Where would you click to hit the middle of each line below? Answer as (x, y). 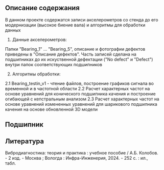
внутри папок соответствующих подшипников (54, 64)
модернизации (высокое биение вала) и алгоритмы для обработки (75, 25)
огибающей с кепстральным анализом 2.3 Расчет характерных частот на (82, 99)
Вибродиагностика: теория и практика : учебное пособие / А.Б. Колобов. (82, 153)
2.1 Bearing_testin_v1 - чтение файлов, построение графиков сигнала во (80, 83)
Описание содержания (42, 8)
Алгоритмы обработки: (36, 74)
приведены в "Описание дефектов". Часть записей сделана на (71, 54)
